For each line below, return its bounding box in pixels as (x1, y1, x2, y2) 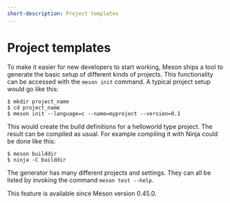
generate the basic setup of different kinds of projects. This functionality (7, 70, 213, 78)
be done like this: (7, 137, 56, 145)
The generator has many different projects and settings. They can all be (7, 168, 211, 177)
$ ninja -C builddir (7, 156, 67, 163)
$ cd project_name (7, 104, 60, 111)
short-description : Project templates (7, 10, 119, 17)
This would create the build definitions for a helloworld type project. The (7, 122, 213, 130)
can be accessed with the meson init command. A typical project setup (7, 77, 211, 86)
